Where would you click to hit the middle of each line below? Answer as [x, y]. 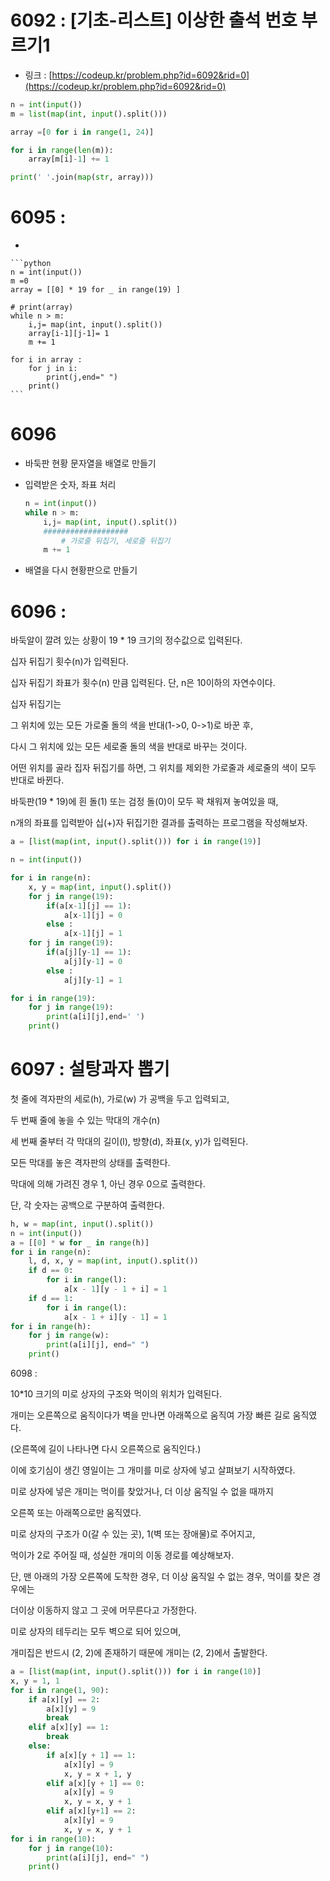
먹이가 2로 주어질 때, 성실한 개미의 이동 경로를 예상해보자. [122, 1555]
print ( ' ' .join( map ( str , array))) [82, 177]
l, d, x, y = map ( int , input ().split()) [113, 1261]
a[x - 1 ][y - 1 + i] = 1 [115, 1289]
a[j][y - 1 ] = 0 [93, 961]
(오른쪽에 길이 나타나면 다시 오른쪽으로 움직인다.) [106, 1449]
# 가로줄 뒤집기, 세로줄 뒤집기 [116, 541]
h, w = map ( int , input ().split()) [82, 1224]
